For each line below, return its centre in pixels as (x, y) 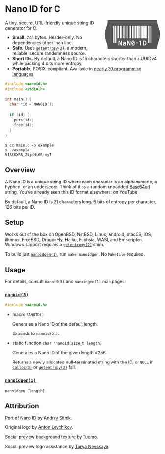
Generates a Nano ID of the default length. (55, 324)
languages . (24, 74)
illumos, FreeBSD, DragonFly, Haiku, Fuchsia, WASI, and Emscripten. (74, 240)
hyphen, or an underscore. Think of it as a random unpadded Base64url (78, 187)
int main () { (18, 99)
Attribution (22, 406)
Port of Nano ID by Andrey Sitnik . (39, 418)
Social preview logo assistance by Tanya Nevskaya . (57, 447)
